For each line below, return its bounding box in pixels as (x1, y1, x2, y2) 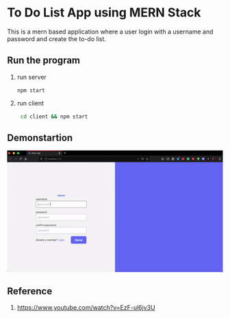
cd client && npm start (20, 113, 88, 120)
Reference (7, 285, 53, 297)
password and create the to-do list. (7, 34, 106, 42)
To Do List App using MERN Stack (7, 5, 201, 21)
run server (16, 73, 47, 81)
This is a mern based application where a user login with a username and (7, 27, 214, 36)
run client (16, 99, 44, 107)
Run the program (7, 55, 81, 66)
